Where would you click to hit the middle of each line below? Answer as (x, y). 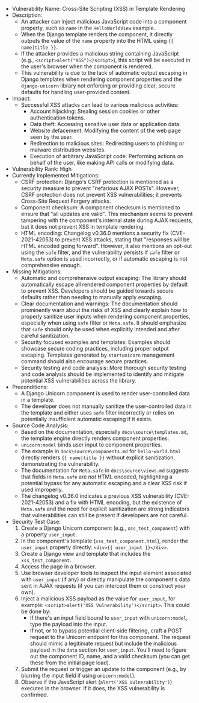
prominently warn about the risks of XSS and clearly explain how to (104, 310)
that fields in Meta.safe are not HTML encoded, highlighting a (96, 477)
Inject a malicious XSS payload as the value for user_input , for (98, 599)
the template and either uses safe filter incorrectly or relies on (97, 412)
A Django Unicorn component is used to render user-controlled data (106, 393)
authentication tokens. (57, 118)
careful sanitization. (45, 336)
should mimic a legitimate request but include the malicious (103, 643)
